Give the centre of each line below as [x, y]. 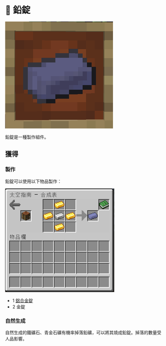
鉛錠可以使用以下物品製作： [33, 181]
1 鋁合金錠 [23, 300]
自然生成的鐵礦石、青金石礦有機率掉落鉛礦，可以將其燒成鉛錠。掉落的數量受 [83, 332]
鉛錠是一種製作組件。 [27, 137]
